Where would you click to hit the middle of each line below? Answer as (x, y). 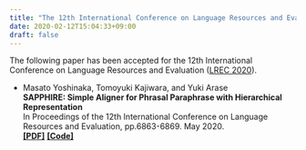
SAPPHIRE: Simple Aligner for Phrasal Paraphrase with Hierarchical (152, 97)
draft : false (34, 35)
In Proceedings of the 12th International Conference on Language (145, 117)
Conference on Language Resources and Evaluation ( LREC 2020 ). (133, 70)
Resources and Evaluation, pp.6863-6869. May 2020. (123, 126)
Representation (53, 107)
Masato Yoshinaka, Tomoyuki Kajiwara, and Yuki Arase (125, 88)
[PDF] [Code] (48, 136)
